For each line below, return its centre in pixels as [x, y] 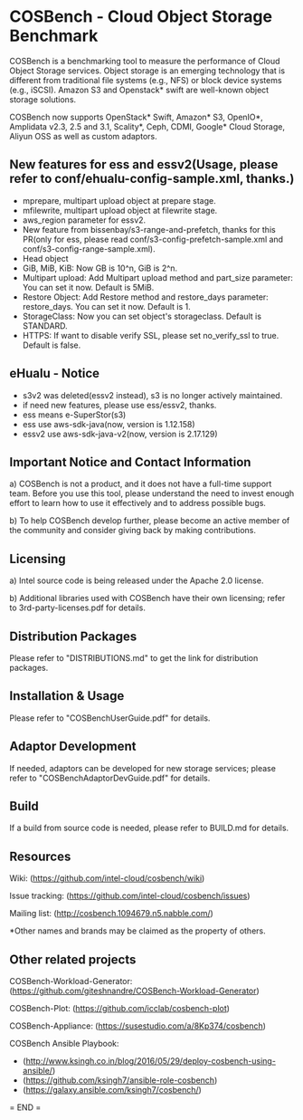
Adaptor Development [73, 747]
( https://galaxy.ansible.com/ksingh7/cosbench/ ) [112, 1090]
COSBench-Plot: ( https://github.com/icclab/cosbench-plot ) [120, 1009]
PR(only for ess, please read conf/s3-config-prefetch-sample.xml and [152, 239]
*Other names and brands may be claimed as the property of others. [137, 931]
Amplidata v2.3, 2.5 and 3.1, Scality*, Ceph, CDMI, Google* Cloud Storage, [147, 126]
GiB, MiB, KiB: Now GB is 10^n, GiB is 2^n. [100, 268]
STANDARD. [45, 325]
